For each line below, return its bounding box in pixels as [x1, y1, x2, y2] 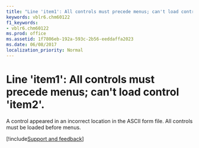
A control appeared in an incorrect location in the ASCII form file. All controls [6, 117, 193, 124]
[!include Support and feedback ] [6, 135, 84, 142]
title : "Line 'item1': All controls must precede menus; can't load [6, 8, 179, 15]
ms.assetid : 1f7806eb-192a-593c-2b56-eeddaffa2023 [6, 36, 134, 42]
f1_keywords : [6, 20, 38, 25]
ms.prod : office [6, 31, 46, 37]
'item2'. [6, 98, 45, 111]
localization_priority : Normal [6, 47, 84, 53]
